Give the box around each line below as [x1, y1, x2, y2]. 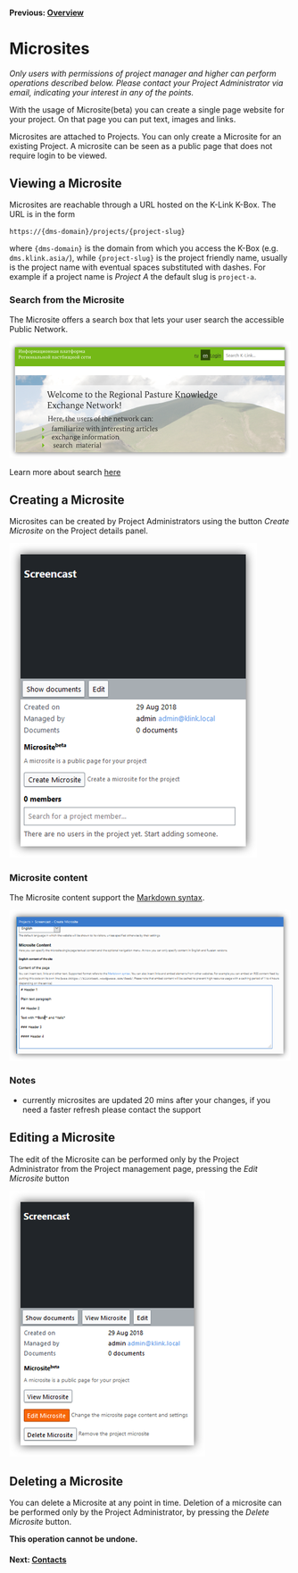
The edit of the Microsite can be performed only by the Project [9, 1153, 239, 1165]
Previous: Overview [9, 7, 85, 18]
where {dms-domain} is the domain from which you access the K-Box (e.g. [9, 243, 279, 254]
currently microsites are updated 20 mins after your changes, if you [21, 1094, 270, 1105]
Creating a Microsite [9, 492, 125, 507]
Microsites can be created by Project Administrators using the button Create [9, 516, 290, 527]
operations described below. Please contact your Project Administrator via [9, 77, 284, 88]
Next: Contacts [9, 1554, 67, 1565]
